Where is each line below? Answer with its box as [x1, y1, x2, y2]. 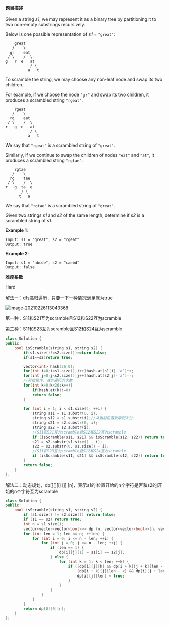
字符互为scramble [21, 488, 58, 494]
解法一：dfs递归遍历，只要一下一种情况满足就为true [5, 295, 113, 301]
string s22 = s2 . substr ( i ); [32, 425, 92, 430]
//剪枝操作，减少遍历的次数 [23, 378, 73, 383]
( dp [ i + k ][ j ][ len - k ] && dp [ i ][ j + [77, 568, 156, 573]
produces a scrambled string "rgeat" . [5, 97, 83, 103]
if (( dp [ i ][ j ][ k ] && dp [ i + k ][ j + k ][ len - [68, 564, 163, 569]
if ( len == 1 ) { [50, 545, 84, 550]
